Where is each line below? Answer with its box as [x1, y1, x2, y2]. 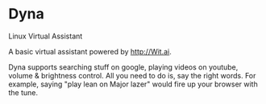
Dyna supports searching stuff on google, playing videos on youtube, [8, 62, 239, 72]
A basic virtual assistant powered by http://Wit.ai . [8, 46, 172, 56]
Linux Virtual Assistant [8, 31, 83, 41]
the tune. [8, 87, 39, 97]
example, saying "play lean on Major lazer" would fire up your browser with [8, 79, 258, 89]
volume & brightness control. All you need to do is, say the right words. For [8, 70, 256, 80]
